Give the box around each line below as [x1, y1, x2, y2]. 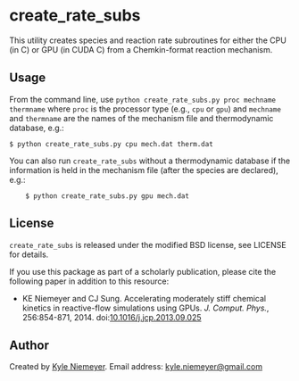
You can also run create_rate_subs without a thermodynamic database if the [9, 155, 291, 166]
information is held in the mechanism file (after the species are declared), [9, 164, 278, 175]
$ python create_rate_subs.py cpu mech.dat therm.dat [9, 139, 214, 148]
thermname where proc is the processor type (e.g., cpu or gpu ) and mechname [9, 104, 281, 114]
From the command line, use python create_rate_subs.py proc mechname [9, 94, 277, 104]
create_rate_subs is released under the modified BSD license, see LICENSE [9, 239, 287, 250]
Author [9, 337, 49, 352]
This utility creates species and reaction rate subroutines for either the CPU [9, 35, 287, 46]
